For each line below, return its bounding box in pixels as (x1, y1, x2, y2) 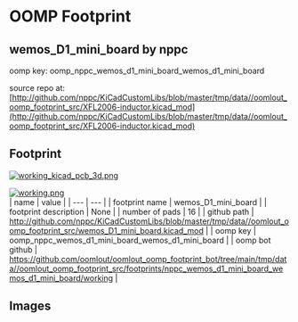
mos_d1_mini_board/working (9, 272, 114, 283)
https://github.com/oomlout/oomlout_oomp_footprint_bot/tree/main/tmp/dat (9, 253, 287, 264)
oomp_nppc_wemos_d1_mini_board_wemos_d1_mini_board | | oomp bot (9, 235, 271, 245)
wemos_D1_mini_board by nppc (9, 42, 189, 57)
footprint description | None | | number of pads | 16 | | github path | (9, 206, 254, 217)
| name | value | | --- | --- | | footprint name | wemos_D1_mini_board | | (9, 196, 267, 207)
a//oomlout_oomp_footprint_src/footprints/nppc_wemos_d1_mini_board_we (9, 263, 284, 274)
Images (9, 299, 52, 314)
